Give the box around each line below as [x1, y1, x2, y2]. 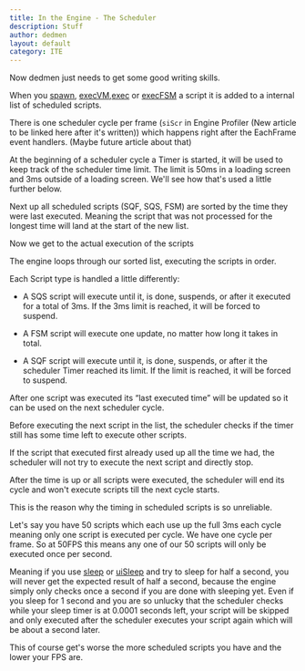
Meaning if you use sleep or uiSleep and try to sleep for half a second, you [9, 566, 290, 577]
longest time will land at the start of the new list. [9, 221, 189, 232]
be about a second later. [9, 625, 101, 635]
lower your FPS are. [9, 652, 84, 663]
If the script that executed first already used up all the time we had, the [9, 448, 275, 459]
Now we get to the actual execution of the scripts [9, 238, 194, 249]
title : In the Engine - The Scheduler [9, 13, 157, 23]
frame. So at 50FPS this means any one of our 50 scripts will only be [9, 539, 267, 550]
